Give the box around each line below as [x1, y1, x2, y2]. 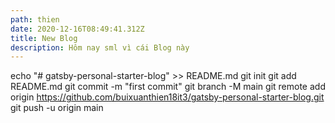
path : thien [10, 14, 60, 25]
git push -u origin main [10, 102, 104, 114]
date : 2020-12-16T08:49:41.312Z [10, 24, 145, 34]
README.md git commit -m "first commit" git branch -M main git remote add [10, 81, 326, 93]
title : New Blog [10, 33, 78, 43]
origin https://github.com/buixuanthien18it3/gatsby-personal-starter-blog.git [10, 91, 325, 103]
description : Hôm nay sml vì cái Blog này [10, 42, 190, 53]
